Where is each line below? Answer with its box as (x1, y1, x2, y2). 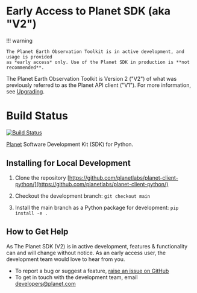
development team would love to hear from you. (6, 255, 125, 263)
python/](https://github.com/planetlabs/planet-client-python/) (14, 180, 169, 187)
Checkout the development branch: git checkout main (14, 192, 151, 200)
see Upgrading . (6, 87, 45, 95)
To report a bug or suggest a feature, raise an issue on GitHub (14, 267, 169, 274)
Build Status (6, 109, 68, 123)
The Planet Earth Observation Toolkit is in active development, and (6, 48, 185, 55)
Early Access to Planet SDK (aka (6, 4, 170, 18)
